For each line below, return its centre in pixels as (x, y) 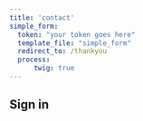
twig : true (54, 69)
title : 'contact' (42, 18)
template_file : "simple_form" (74, 43)
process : (34, 60)
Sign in (29, 105)
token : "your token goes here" (76, 34)
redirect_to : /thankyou (62, 51)
